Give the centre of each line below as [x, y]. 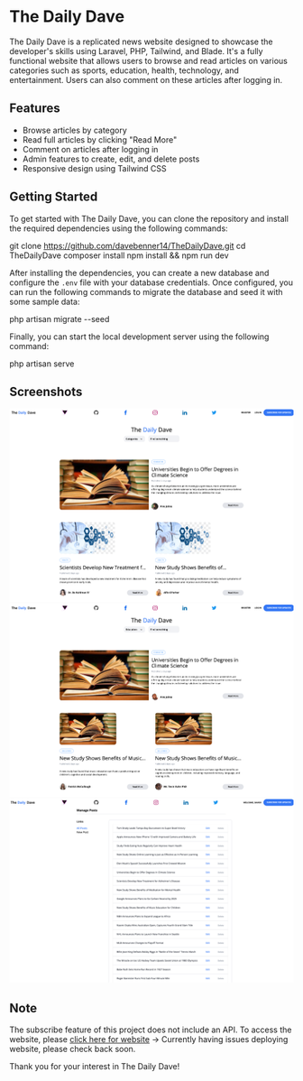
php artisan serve [42, 364]
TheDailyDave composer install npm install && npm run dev [119, 255]
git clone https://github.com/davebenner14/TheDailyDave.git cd [128, 245]
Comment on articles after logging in [90, 149]
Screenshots [46, 391]
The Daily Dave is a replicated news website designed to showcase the [141, 42]
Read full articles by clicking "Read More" [100, 139]
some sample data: [45, 301]
